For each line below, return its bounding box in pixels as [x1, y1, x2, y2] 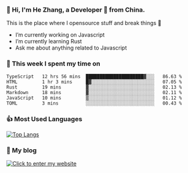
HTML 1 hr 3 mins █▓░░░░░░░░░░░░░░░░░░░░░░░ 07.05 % [6, 79, 182, 85]
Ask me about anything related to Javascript [15, 44, 127, 51]
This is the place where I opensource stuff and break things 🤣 [6, 20, 162, 27]
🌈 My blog [6, 146, 37, 155]
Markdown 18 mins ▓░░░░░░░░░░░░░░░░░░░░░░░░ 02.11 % [6, 89, 182, 95]
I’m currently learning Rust [15, 38, 82, 45]
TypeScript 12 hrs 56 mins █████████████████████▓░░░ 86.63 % [6, 73, 182, 79]
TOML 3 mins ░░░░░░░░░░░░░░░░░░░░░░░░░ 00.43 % [6, 100, 182, 106]
